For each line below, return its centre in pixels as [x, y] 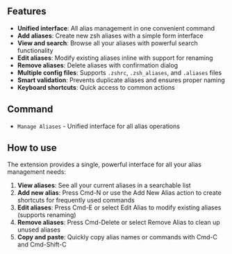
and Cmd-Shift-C [42, 245]
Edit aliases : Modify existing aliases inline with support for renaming [115, 58]
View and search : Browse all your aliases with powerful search [107, 43]
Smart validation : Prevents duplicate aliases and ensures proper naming [121, 80]
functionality [35, 50]
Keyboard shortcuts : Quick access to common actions [96, 87]
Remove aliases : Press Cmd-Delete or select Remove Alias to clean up [118, 223]
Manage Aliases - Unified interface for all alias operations [99, 126]
